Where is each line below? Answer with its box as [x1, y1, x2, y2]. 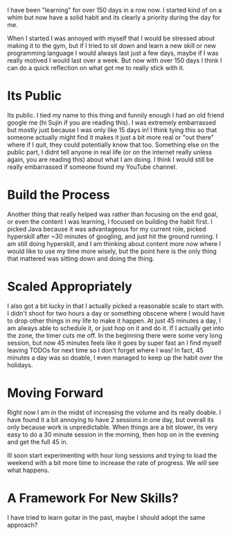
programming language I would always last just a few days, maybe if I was [7, 49, 219, 57]
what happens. [7, 466, 50, 474]
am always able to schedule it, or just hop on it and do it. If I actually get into [7, 323, 224, 332]
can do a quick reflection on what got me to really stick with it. [7, 64, 185, 72]
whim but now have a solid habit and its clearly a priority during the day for [7, 13, 221, 22]
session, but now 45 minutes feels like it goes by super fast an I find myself [7, 339, 222, 347]
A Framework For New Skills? [7, 490, 179, 506]
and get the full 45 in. [7, 437, 69, 446]
